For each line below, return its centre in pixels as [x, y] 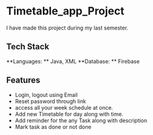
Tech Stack [28, 47]
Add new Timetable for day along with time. [69, 114]
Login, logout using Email [46, 95]
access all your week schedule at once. [64, 107]
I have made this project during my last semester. [67, 28]
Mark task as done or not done [53, 127]
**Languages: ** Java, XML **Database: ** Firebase [73, 61]
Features [23, 80]
